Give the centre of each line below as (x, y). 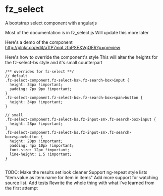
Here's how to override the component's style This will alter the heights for (81, 57)
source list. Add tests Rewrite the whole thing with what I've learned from (80, 183)
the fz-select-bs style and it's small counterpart (54, 62)
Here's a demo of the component (39, 42)
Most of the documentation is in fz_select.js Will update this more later (77, 32)
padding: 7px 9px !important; (41, 89)
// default (16, 76)
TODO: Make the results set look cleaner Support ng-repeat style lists (76, 172)
